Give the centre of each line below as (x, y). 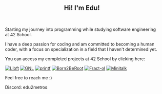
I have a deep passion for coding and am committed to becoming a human (80, 44)
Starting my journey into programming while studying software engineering (81, 29)
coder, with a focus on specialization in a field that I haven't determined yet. (81, 49)
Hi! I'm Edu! (82, 8)
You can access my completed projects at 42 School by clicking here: (75, 59)
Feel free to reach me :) (29, 77)
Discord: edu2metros (26, 87)
